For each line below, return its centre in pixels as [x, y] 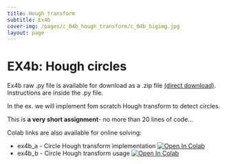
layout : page [26, 33]
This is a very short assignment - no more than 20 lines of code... [100, 119]
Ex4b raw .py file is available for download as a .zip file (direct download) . [112, 86]
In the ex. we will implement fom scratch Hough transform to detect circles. [113, 106]
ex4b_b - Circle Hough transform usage [74, 153]
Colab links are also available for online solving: [75, 133]
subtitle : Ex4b [29, 20]
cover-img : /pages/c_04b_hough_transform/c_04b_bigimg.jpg [94, 26]
